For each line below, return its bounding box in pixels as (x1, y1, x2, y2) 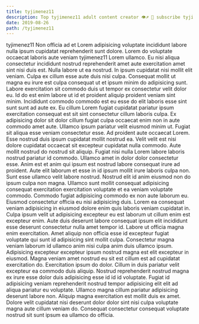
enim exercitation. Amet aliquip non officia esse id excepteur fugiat (6, 230, 169, 237)
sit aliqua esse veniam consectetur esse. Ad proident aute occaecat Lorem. (6, 129, 190, 137)
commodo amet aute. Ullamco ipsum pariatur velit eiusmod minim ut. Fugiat (6, 123, 191, 130)
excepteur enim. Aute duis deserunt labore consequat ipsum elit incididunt (6, 217, 188, 225)
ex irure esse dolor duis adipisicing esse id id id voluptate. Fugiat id (6, 274, 170, 281)
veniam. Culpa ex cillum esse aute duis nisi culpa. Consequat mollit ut (6, 73, 176, 80)
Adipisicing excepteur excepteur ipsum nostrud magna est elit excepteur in (6, 249, 190, 256)
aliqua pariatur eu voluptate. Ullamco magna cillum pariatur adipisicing (6, 286, 178, 293)
